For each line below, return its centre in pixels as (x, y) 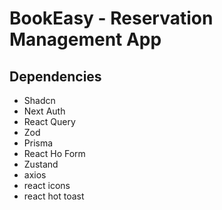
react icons (47, 185)
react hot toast (54, 196)
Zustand (41, 164)
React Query (49, 121)
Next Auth (44, 111)
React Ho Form (54, 153)
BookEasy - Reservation (111, 18)
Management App (85, 39)
